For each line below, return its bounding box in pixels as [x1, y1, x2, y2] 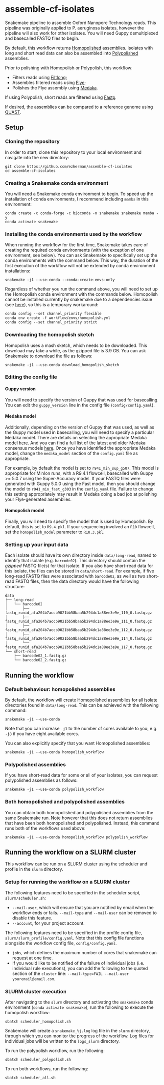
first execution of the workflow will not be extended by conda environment [5, 263, 156, 269]
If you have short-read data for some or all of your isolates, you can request [5, 772, 158, 778]
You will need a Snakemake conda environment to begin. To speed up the [5, 191, 153, 197]
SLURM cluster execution [5, 988, 67, 995]
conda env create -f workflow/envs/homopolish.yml [5, 315, 111, 320]
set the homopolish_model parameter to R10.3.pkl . [5, 529, 105, 535]
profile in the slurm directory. [5, 866, 64, 872]
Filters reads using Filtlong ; [12, 74, 67, 80]
